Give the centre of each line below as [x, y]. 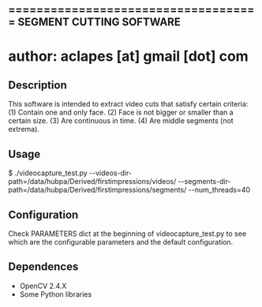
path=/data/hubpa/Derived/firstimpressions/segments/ [97, 190]
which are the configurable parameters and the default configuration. [121, 242]
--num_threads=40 [219, 190]
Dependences [43, 267]
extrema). [24, 129]
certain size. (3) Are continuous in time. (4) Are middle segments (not [121, 121]
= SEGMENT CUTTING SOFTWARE [95, 22]
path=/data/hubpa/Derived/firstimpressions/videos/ [92, 182]
